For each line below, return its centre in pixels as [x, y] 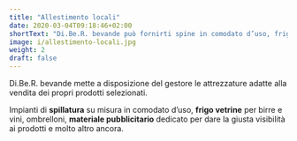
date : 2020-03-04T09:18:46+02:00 [71, 26]
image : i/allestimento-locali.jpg [73, 42]
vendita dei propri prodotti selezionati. [78, 93]
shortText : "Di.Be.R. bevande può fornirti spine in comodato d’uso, [140, 33]
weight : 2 [27, 50]
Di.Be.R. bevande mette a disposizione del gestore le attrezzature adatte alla [148, 83]
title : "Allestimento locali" [65, 17]
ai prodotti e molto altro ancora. [66, 128]
